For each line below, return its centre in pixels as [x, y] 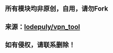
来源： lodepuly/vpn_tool [42, 26]
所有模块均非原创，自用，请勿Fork [56, 9]
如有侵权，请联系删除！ [40, 45]
